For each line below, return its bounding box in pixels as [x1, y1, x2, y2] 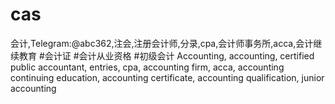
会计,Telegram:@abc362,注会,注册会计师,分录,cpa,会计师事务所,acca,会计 [10, 37, 314, 49]
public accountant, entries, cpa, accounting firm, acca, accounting [10, 61, 285, 73]
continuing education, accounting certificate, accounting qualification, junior [10, 71, 325, 83]
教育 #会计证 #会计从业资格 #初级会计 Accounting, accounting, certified [18, 49, 315, 62]
